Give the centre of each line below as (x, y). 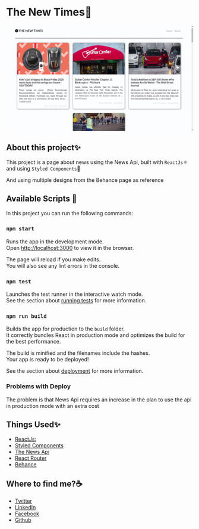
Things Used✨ (34, 425)
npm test (19, 281)
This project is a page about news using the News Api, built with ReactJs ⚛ (97, 162)
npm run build (26, 316)
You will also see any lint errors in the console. (63, 265)
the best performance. (34, 342)
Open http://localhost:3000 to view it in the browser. (70, 248)
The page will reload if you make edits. (53, 259)
